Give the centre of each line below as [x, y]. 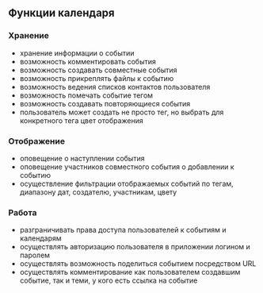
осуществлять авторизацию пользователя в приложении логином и [135, 247]
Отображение [37, 141]
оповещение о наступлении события [82, 158]
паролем [34, 255]
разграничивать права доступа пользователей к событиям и [123, 230]
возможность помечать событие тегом [86, 95]
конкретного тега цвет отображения [82, 120]
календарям [40, 238]
